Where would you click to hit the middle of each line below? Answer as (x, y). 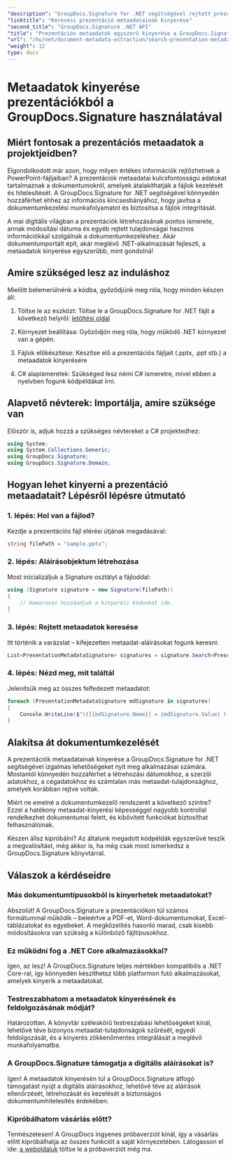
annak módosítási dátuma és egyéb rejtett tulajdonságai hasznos (101, 229)
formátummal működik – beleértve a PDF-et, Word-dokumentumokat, (107, 917)
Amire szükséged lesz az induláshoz (88, 273)
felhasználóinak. (31, 825)
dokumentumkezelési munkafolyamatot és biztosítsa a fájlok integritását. (112, 208)
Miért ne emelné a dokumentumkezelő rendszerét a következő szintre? (109, 803)
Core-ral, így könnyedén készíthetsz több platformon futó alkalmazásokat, (114, 973)
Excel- (218, 917)
